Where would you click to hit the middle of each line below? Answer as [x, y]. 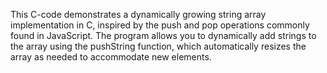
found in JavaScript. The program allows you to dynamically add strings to [163, 35]
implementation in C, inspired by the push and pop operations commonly [160, 25]
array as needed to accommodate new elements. [111, 57]
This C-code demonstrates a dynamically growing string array [138, 14]
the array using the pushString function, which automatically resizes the [158, 46]
